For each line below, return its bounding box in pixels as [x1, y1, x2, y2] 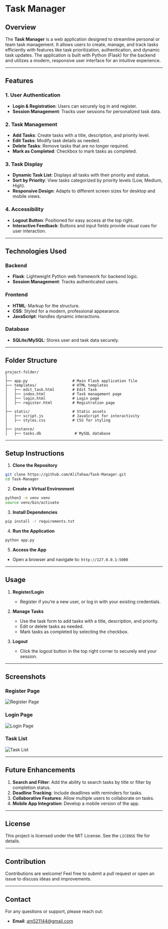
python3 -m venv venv [5, 496, 50, 501]
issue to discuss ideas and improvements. [5, 876, 91, 882]
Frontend [5, 291, 28, 298]
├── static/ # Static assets [5, 409, 106, 414]
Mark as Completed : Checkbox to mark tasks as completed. [12, 148, 137, 154]
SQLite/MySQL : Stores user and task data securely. [12, 337, 119, 343]
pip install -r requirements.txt [5, 519, 75, 524]
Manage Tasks [12, 608, 44, 614]
